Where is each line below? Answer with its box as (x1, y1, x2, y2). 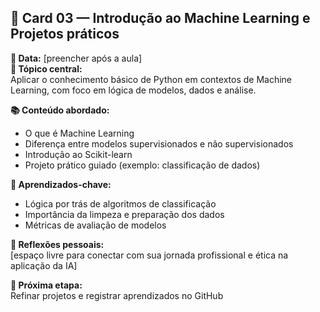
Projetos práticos (10, 26, 120, 43)
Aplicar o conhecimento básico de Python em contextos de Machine (10, 73, 293, 85)
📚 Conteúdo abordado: (10, 104, 110, 116)
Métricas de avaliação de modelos (24, 219, 167, 231)
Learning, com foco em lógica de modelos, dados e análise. (10, 84, 257, 96)
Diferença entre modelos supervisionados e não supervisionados (24, 137, 294, 150)
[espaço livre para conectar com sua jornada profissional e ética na (10, 249, 289, 261)
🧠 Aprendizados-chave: (10, 178, 112, 190)
